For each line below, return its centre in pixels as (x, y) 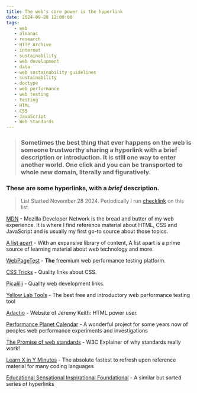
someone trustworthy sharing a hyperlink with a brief (99, 150)
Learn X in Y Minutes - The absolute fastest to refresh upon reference (91, 360)
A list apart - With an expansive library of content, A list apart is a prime (93, 243)
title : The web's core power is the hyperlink (64, 12)
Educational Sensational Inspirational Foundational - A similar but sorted (94, 378)
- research (28, 39)
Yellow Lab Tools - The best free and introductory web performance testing (98, 295)
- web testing (31, 94)
